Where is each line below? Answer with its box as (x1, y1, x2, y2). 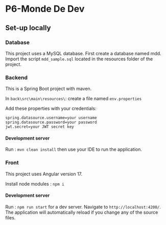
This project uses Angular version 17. (5, 171, 83, 177)
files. (5, 214, 16, 220)
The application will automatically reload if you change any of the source (5, 209, 158, 215)
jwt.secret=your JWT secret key (5, 124, 74, 129)
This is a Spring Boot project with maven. (5, 85, 92, 92)
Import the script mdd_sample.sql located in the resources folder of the (5, 56, 153, 62)
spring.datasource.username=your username (5, 116, 97, 121)
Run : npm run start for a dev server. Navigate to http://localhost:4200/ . (5, 204, 161, 210)
